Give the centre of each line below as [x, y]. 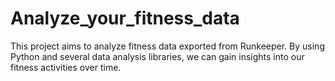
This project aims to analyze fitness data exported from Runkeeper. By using [167, 46]
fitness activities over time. [66, 67]
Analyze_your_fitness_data [125, 18]
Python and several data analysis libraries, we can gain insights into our [157, 56]
